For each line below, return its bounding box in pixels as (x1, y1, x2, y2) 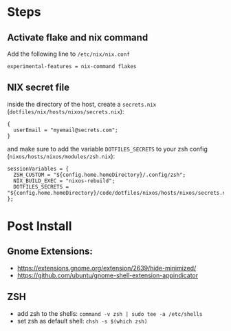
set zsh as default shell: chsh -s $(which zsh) (16, 317, 148, 325)
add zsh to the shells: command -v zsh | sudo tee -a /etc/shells (16, 309, 203, 317)
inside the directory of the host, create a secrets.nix (7, 100, 157, 108)
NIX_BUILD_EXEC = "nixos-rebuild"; (13, 177, 115, 184)
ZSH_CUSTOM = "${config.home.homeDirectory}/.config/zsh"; (13, 171, 186, 178)
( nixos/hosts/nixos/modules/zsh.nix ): (7, 152, 115, 160)
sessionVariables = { (7, 165, 69, 172)
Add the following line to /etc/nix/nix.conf (7, 50, 131, 58)
